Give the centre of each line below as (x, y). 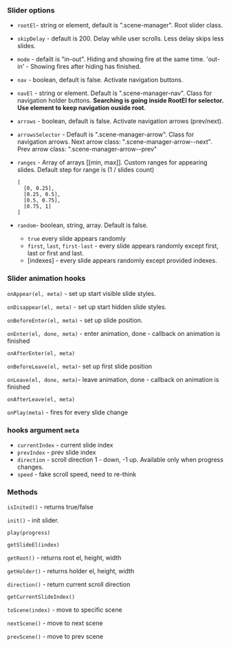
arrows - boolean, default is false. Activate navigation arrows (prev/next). (120, 121)
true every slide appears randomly (76, 239)
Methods (22, 492)
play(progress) (29, 533)
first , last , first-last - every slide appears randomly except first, (123, 246)
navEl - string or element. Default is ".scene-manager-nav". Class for (114, 93)
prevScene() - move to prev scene (55, 637)
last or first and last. (56, 253)
